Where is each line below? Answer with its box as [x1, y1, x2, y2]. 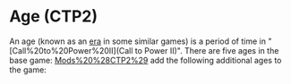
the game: [9, 64, 47, 75]
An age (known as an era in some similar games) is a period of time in [9, 36, 267, 46]
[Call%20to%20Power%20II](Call [9, 45, 133, 55]
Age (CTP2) [9, 6, 98, 27]
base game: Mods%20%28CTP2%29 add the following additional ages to [9, 55, 282, 65]
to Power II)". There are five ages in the [134, 45, 279, 55]
